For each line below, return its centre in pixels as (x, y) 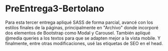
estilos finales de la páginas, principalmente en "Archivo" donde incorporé (82, 27)
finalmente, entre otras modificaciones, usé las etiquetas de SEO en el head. (84, 43)
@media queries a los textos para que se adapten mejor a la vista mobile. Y (83, 38)
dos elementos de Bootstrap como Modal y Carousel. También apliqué (78, 33)
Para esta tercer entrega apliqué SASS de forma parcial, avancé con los (79, 22)
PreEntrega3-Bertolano (55, 9)
